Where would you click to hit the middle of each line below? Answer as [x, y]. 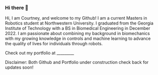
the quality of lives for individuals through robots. [54, 44]
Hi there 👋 [17, 8]
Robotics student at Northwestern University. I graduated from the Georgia [79, 23]
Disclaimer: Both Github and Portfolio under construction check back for [77, 62]
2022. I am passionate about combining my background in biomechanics [78, 34]
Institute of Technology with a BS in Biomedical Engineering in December [78, 28]
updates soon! [19, 67]
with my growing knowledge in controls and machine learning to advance [78, 38]
